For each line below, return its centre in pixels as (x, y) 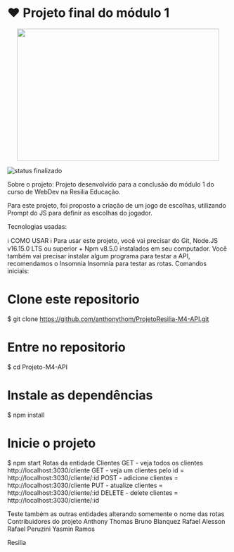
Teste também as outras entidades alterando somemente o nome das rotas (116, 514)
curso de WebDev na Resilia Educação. (64, 192)
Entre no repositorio (66, 347)
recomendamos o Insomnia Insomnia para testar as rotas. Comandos (107, 263)
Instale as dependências (80, 395)
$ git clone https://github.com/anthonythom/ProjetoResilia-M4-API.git (108, 319)
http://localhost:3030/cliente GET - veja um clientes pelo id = (96, 470)
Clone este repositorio (73, 300)
